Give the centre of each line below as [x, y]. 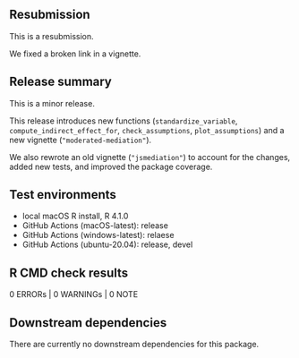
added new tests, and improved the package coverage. [111, 166]
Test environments [63, 195]
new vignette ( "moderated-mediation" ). [81, 140]
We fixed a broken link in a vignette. [75, 54]
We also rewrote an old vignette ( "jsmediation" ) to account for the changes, [150, 157]
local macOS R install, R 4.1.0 [75, 216]
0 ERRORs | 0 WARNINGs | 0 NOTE [74, 294]
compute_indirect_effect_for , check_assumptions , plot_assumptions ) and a [147, 130]
